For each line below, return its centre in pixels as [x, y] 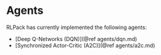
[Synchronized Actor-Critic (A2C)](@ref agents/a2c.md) [85, 45]
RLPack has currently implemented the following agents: [77, 27]
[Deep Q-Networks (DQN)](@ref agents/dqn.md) [76, 39]
